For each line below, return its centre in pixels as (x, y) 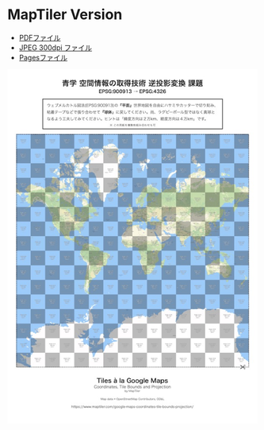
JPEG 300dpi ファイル (55, 47)
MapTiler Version (65, 15)
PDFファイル (40, 37)
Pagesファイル (43, 57)
